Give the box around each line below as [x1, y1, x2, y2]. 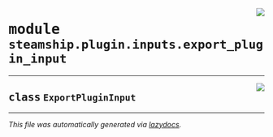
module [8, 20, 61, 38]
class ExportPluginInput [8, 91, 136, 105]
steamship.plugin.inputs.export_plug [8, 37, 264, 53]
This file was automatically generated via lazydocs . [8, 119, 182, 129]
